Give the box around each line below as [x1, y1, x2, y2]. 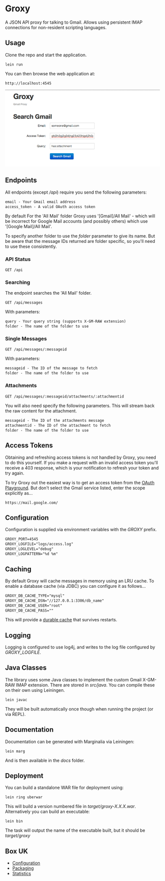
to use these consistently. [5, 243, 57, 249]
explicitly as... [5, 490, 33, 496]
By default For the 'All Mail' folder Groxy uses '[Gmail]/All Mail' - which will [5, 213, 156, 219]
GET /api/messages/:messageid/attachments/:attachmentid [5, 394, 124, 399]
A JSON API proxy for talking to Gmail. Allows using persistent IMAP [5, 19, 143, 25]
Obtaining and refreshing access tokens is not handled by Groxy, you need [5, 454, 156, 460]
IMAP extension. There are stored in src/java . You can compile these [16, 682, 155, 688]
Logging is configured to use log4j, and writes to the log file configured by [5, 644, 156, 650]
